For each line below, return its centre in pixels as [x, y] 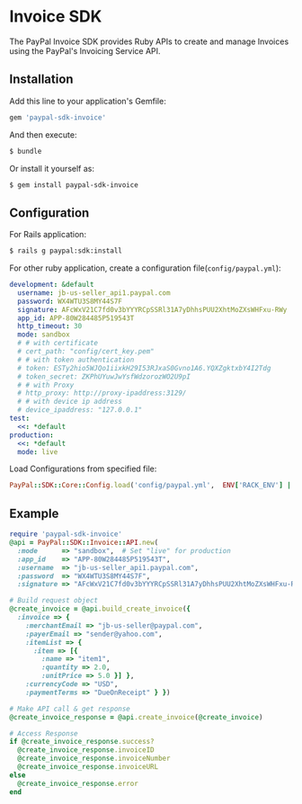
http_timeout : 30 [50, 326]
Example [34, 513]
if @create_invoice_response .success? [82, 742]
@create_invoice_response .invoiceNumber [94, 759]
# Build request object [54, 601]
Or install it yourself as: [52, 168]
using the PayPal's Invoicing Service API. [85, 50]
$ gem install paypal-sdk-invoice [74, 185]
